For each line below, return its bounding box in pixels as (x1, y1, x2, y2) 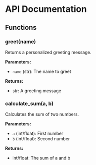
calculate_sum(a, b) (5, 100, 53, 107)
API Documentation (5, 3, 87, 15)
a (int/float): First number (12, 130, 63, 137)
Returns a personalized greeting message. (5, 49, 92, 55)
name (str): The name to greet (12, 68, 72, 74)
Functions (5, 23, 37, 32)
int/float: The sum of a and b (12, 155, 71, 161)
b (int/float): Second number (12, 136, 70, 142)
